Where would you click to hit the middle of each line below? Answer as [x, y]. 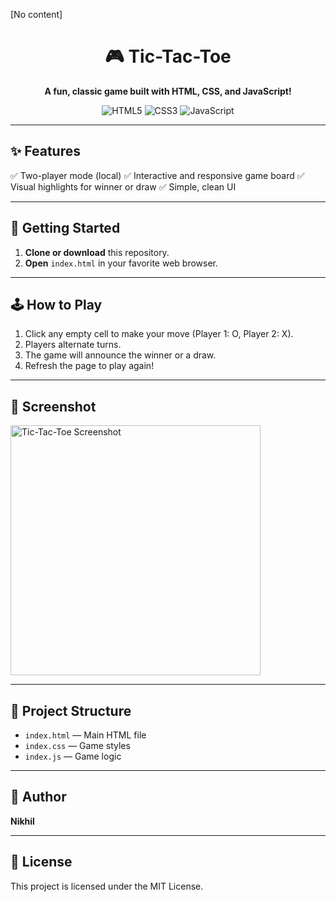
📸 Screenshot [53, 406]
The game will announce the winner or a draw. [120, 355]
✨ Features [45, 151]
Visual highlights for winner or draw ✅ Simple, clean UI [123, 186]
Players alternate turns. [73, 345]
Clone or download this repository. [97, 252]
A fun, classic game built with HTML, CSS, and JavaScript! [168, 91]
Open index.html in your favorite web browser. [121, 263]
